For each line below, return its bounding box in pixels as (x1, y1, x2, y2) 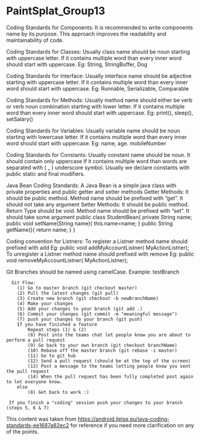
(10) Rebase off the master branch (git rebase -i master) (27, 347, 178, 353)
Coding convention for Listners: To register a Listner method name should (6, 237, 188, 245)
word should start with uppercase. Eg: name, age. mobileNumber (6, 139, 167, 147)
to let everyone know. (6, 378, 63, 385)
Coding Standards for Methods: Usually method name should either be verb (6, 97, 193, 104)
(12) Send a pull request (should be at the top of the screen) (27, 358, 191, 364)
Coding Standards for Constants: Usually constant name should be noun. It (6, 151, 190, 159)
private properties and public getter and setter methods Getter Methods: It (6, 188, 189, 195)
